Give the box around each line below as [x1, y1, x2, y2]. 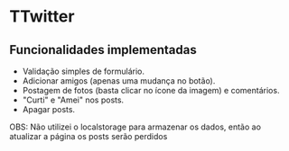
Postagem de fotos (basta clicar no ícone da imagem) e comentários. [22, 85, 280, 95]
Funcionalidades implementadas [9, 42, 197, 58]
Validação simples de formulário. [22, 66, 144, 76]
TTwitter [9, 6, 75, 27]
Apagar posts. [22, 104, 75, 114]
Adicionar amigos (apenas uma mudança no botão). [22, 75, 216, 86]
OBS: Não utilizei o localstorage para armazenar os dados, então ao [9, 121, 262, 132]
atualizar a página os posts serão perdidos [9, 131, 168, 141]
